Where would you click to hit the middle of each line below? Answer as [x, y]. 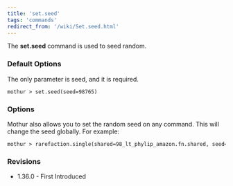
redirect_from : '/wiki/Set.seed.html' [63, 26]
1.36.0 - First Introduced [52, 176]
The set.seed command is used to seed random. [77, 46]
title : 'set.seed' [34, 13]
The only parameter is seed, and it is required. [73, 79]
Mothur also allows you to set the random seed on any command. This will [113, 124]
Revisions [24, 161]
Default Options [34, 64]
